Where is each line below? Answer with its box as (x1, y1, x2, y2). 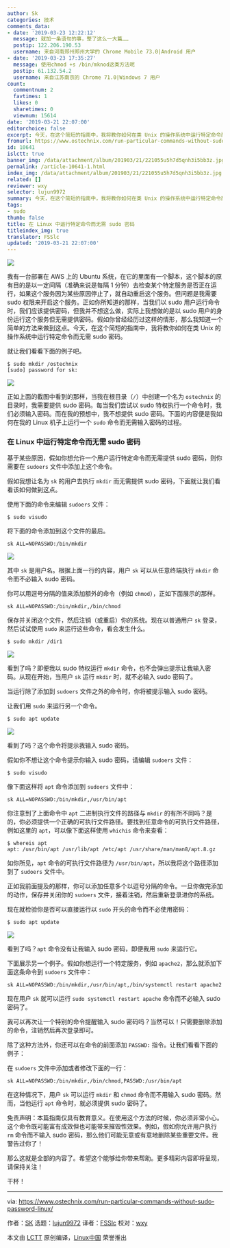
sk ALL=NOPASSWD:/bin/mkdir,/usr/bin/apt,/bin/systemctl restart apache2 (7, 982, 222, 989)
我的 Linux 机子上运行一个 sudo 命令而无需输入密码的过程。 (18, 418, 186, 426)
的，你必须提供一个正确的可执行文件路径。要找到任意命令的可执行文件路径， (7, 818, 223, 826)
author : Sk (7, 10, 38, 17)
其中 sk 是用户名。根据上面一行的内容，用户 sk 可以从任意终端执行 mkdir (7, 566, 212, 575)
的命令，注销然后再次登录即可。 (7, 1026, 97, 1035)
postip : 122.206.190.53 (13, 42, 81, 49)
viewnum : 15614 (13, 112, 57, 119)
